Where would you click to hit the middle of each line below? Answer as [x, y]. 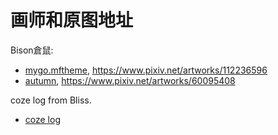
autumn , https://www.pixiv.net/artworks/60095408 [130, 80]
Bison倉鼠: [32, 50]
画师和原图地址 [72, 20]
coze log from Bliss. [51, 100]
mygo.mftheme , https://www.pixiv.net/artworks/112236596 [146, 70]
